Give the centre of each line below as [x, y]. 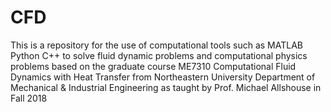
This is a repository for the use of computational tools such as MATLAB [156, 45]
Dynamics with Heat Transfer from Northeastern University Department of [163, 77]
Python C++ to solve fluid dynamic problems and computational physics [159, 55]
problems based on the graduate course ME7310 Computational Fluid [153, 66]
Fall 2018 [29, 98]
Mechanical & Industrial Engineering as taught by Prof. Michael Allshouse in [166, 87]
